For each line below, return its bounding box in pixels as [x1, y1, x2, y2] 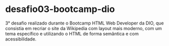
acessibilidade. [5, 36, 37, 42]
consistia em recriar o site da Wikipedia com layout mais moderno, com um [5, 25, 162, 31]
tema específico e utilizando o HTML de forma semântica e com [5, 30, 139, 36]
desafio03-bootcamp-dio [5, 3, 115, 15]
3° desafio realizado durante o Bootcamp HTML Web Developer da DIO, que [5, 20, 164, 26]
